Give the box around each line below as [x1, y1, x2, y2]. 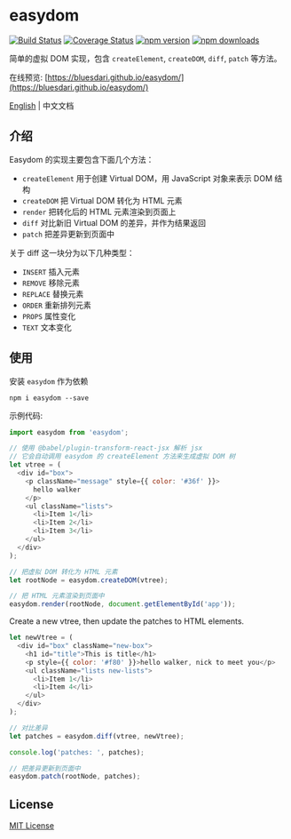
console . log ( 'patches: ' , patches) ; [9, 747, 145, 756]
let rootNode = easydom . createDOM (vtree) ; [9, 575, 169, 585]
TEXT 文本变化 [21, 322, 73, 332]
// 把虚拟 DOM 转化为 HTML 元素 [9, 567, 118, 576]
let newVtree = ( [9, 633, 74, 643]
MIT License [9, 820, 55, 831]
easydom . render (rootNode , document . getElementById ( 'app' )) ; [9, 600, 237, 609]
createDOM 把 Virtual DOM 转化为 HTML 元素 [21, 195, 183, 205]
